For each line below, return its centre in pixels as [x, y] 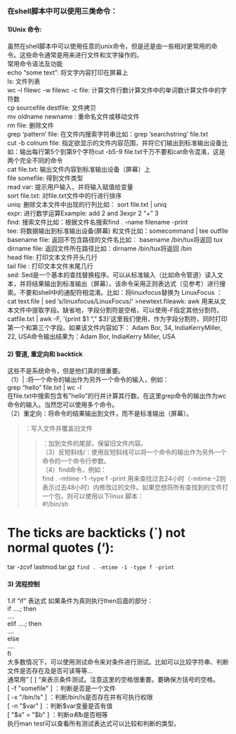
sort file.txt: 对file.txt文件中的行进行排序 [65, 196]
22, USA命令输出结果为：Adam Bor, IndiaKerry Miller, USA [91, 336]
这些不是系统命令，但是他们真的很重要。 [66, 371]
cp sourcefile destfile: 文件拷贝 [52, 108]
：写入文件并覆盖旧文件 [58, 429]
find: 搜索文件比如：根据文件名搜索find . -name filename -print [98, 222]
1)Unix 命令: [25, 29]
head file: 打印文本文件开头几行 [53, 258]
